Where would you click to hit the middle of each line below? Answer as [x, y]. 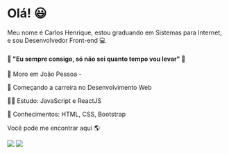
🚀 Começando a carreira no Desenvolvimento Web [79, 88]
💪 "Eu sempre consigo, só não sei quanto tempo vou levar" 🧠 [96, 59]
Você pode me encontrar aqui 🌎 [54, 128]
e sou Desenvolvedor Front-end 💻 [57, 40]
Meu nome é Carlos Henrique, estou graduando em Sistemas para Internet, [114, 32]
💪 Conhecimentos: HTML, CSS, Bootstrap [67, 114]
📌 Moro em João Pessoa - [44, 74]
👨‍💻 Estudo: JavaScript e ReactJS [54, 101]
